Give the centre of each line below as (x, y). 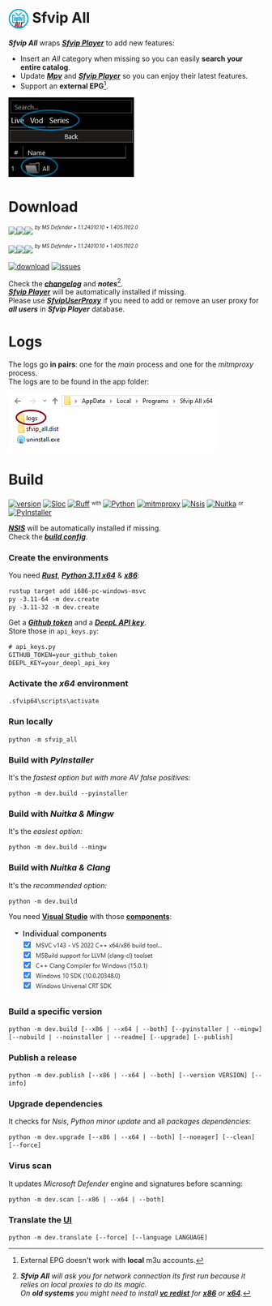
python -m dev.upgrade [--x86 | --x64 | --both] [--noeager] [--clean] (132, 1137)
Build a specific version (55, 1012)
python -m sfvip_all (43, 739)
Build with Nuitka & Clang (59, 868)
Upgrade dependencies (55, 1104)
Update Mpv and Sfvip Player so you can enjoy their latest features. (134, 75)
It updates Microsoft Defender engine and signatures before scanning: (125, 1184)
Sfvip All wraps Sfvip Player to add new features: (92, 43)
